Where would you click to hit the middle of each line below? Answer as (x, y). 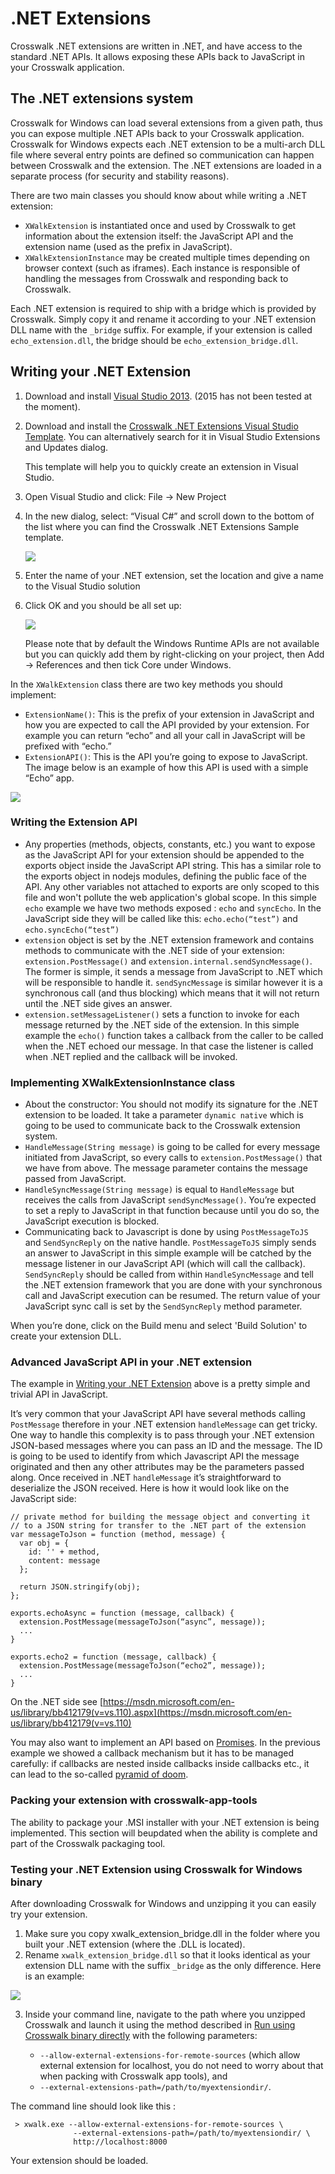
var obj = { (44, 1543)
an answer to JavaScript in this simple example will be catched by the (168, 1253)
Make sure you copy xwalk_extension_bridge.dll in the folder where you (172, 1934)
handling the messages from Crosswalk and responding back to (156, 278)
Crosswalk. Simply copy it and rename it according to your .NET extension (163, 319)
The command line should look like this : (93, 2106)
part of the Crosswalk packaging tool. (88, 1843)
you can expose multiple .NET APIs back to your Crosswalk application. (157, 133)
